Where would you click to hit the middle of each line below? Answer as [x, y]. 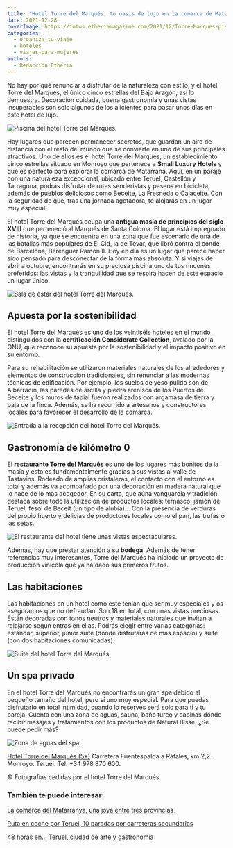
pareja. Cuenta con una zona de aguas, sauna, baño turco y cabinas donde [114, 714]
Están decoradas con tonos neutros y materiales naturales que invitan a [110, 618]
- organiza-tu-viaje [43, 40]
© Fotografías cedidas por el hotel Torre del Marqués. [84, 777]
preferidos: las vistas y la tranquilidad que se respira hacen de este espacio [115, 273]
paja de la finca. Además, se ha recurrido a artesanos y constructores [107, 405]
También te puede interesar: [56, 795]
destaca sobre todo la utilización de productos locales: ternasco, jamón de [114, 501]
